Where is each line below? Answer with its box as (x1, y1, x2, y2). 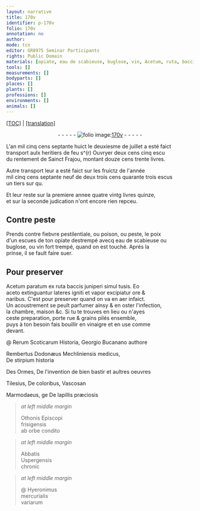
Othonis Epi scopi (20, 414, 62, 421)
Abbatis (20, 450, 40, 457)
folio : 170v (6, 25, 36, 32)
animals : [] (6, 103, 36, 109)
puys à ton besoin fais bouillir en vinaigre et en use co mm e (6, 321, 151, 328)
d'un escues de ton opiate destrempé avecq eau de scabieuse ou (6, 237, 167, 244)
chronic (20, 463, 40, 470)
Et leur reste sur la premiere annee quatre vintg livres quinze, (6, 191, 156, 198)
